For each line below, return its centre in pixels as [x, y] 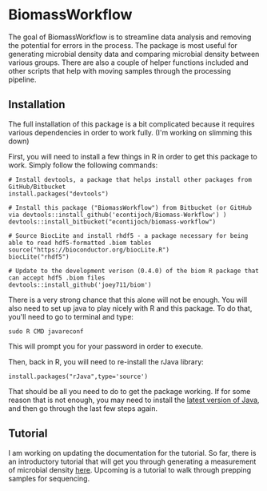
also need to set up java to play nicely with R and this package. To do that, [130, 308]
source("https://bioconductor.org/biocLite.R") [89, 250]
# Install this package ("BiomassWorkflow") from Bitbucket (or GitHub [130, 207]
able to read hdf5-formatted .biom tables [80, 243]
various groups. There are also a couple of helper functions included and [129, 62]
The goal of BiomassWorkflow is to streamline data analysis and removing [130, 37]
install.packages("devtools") [59, 194]
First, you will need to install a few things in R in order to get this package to [133, 156]
